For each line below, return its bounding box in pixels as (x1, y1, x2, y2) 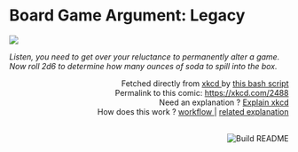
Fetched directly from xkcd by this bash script (121, 77, 289, 89)
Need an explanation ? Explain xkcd (159, 97, 289, 108)
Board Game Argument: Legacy (9, 5, 246, 26)
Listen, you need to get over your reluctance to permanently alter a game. (9, 51, 280, 62)
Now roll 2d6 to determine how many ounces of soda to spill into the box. (9, 60, 278, 71)
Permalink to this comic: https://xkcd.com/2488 (114, 87, 289, 98)
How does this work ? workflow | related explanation (97, 106, 289, 116)
